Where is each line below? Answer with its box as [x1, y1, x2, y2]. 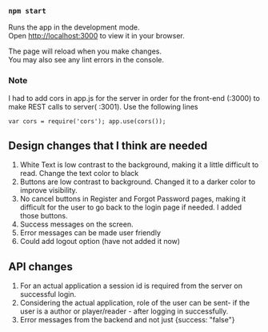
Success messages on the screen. [19, 219, 134, 230]
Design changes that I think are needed [8, 138, 208, 152]
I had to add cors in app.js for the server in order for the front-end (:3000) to [8, 93, 260, 102]
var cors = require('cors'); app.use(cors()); [8, 117, 166, 126]
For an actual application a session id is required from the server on [19, 281, 242, 290]
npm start [8, 6, 46, 15]
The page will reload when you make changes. [8, 46, 162, 56]
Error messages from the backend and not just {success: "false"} [19, 315, 235, 325]
